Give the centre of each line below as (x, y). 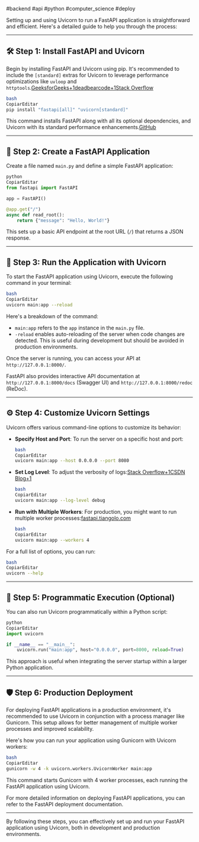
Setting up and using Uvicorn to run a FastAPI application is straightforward (98, 20)
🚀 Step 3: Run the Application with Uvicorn (86, 262)
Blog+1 (23, 479)
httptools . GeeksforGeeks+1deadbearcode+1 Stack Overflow (80, 87)
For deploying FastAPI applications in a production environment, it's (89, 710)
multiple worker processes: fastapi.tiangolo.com (73, 518)
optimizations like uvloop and (41, 81)
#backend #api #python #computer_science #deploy (71, 9)
